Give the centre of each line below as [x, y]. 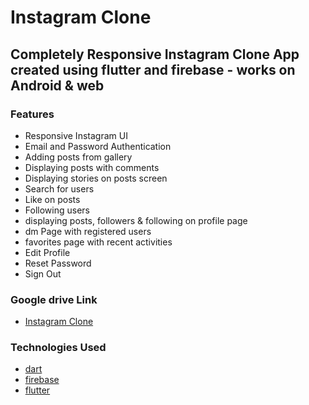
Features [32, 114]
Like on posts [52, 199]
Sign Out [43, 273]
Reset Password [58, 263]
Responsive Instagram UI [76, 135]
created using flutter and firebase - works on [153, 69]
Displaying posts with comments [92, 167]
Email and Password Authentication [98, 146]
